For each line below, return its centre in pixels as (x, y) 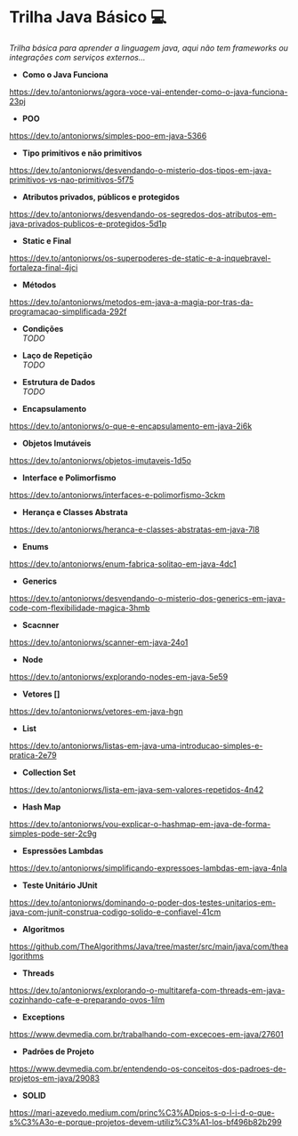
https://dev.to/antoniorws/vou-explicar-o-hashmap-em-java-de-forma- (140, 824)
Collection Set (49, 772)
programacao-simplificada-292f (68, 311)
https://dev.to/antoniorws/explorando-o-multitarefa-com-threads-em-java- (147, 990)
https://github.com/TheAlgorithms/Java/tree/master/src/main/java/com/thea (149, 946)
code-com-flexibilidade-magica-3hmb (80, 608)
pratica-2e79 (33, 755)
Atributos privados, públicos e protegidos (101, 197)
